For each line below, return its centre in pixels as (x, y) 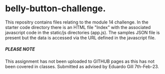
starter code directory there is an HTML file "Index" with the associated (78, 27)
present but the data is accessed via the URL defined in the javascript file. (81, 38)
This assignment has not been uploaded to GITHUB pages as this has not (80, 61)
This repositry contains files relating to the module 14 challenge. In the (77, 22)
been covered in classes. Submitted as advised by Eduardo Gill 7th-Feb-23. (82, 66)
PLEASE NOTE (20, 49)
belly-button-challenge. (55, 9)
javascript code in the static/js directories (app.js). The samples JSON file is (82, 32)
